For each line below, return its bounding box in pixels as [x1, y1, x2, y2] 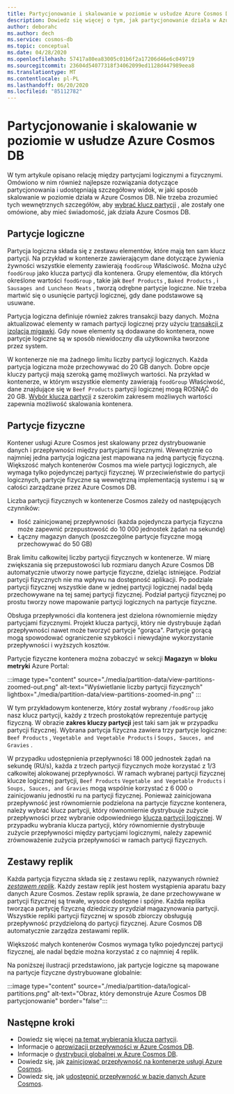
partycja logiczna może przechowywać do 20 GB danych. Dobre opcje [7, 362, 210, 370]
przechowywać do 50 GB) [17, 539, 93, 548]
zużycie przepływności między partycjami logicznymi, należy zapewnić [7, 828, 212, 837]
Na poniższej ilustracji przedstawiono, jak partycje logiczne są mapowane [7, 961, 219, 969]
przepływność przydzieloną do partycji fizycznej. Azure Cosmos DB [7, 919, 203, 927]
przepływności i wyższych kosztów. [7, 640, 110, 649]
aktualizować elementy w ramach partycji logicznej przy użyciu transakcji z [7, 319, 224, 328]
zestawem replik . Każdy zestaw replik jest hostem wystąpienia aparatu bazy [7, 882, 226, 890]
